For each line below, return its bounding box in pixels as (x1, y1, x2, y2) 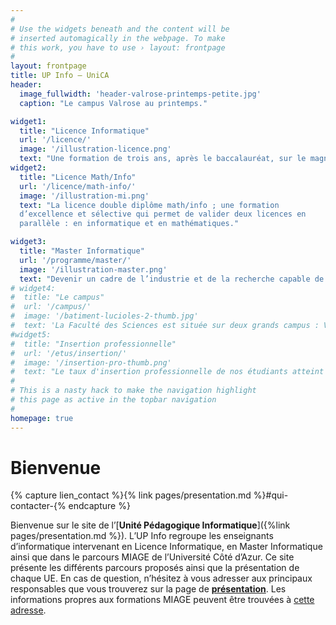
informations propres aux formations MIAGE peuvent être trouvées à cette (10, 594, 315, 606)
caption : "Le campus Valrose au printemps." (19, 98, 208, 108)
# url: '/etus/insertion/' (10, 348, 128, 358)
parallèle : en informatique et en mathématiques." (19, 219, 240, 229)
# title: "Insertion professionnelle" (10, 339, 177, 349)
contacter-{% (10, 500, 67, 512)
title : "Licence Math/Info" (19, 172, 137, 182)
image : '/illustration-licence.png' (19, 144, 172, 155)
